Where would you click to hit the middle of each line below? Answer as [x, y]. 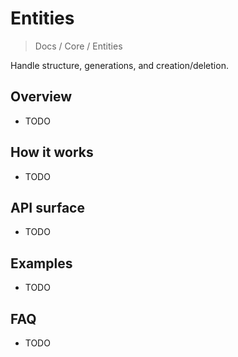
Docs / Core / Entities [78, 46]
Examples [41, 263]
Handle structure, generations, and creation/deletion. [119, 65]
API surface [47, 207]
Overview [41, 97]
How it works [52, 152]
